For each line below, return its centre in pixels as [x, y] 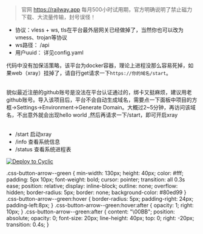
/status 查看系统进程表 [43, 149]
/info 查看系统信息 [38, 142]
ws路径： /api [32, 45]
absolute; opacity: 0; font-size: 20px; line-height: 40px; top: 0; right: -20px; [100, 218]
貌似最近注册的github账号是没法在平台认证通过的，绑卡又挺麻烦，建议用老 [99, 92]
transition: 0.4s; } [28, 224]
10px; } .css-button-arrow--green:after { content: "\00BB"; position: [91, 212]
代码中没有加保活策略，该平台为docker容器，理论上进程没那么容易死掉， [97, 65]
